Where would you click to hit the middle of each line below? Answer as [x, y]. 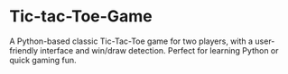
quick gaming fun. [43, 60]
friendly [24, 50]
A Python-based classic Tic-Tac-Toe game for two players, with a [131, 41]
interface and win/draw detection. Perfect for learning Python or [159, 50]
